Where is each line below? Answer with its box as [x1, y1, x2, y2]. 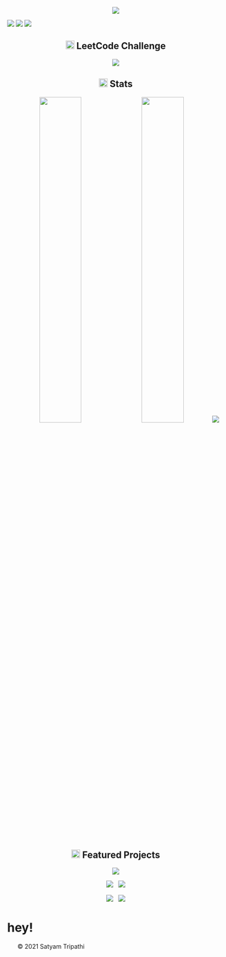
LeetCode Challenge [76, 40, 167, 52]
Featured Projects [82, 849, 161, 861]
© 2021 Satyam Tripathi [17, 943, 85, 951]
